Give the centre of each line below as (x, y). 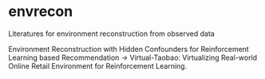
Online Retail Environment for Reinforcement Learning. (98, 65)
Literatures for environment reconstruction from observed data (112, 34)
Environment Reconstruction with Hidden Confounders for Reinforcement (129, 49)
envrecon (41, 12)
